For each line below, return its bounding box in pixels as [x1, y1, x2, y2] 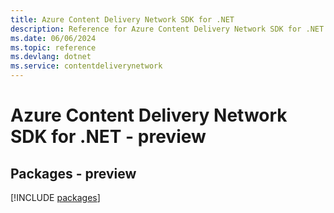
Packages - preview [10, 165, 137, 182]
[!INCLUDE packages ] [10, 192, 101, 203]
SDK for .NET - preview [10, 126, 207, 148]
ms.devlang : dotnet [10, 52, 92, 62]
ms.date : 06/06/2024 [10, 33, 97, 43]
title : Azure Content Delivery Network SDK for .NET [10, 14, 235, 25]
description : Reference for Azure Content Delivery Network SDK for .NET [10, 24, 325, 34]
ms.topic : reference [10, 42, 97, 53]
